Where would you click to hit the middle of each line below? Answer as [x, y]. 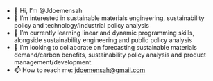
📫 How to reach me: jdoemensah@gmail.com [79, 70]
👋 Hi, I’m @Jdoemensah [48, 11]
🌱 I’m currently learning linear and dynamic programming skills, [104, 33]
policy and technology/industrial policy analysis [81, 25]
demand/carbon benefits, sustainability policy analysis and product [110, 55]
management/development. [53, 62]
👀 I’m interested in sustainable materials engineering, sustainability [109, 18]
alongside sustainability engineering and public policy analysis [103, 40]
